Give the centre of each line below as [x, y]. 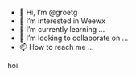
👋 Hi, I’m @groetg [48, 12]
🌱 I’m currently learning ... [62, 29]
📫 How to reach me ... [56, 47]
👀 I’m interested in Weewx [62, 21]
